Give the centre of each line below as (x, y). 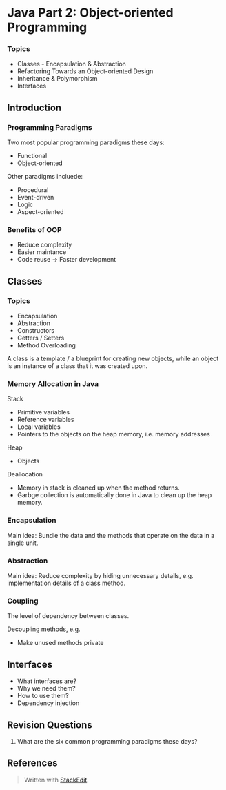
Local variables (39, 427)
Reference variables (45, 420)
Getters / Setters (41, 338)
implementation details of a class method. (66, 583)
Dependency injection (48, 703)
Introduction (34, 107)
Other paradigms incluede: (45, 177)
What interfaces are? (47, 681)
